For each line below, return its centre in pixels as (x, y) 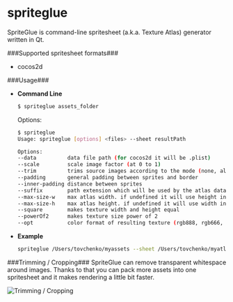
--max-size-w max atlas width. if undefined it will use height (117, 197)
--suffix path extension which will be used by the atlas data (122, 190)
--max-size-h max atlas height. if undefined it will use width (117, 204)
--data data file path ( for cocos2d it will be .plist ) (114, 158)
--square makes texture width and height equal (98, 210)
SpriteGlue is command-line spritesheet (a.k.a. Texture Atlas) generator (110, 32)
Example (30, 236)
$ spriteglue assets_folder (58, 106)
